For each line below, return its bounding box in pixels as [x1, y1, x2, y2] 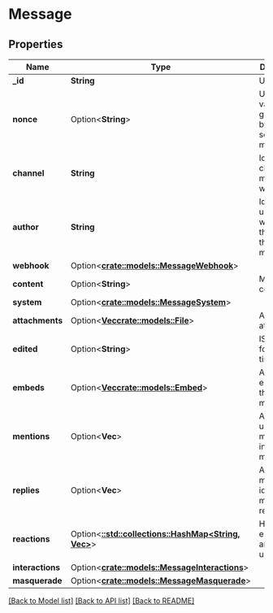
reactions [12, 533, 50, 545]
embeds [12, 382, 45, 393]
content [12, 278, 44, 289]
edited [12, 343, 38, 354]
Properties [8, 37, 63, 51]
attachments [12, 315, 63, 326]
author [12, 221, 39, 233]
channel [12, 167, 45, 179]
